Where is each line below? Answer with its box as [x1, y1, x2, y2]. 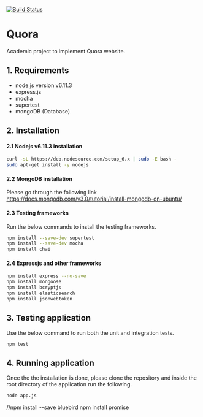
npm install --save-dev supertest [6, 235, 95, 241]
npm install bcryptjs [6, 285, 62, 291]
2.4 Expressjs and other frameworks [6, 259, 102, 267]
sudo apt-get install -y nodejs [6, 162, 89, 168]
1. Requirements [6, 65, 69, 76]
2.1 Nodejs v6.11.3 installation [6, 142, 83, 150]
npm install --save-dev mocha [6, 240, 84, 247]
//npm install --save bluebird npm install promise [6, 404, 129, 411]
